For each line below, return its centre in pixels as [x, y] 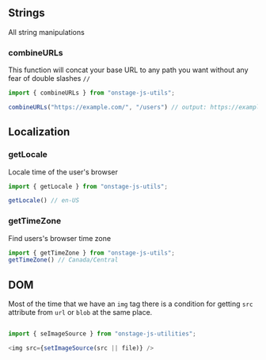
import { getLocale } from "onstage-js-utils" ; [88, 186]
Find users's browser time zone [60, 238]
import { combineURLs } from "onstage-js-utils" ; [92, 93]
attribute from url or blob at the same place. [80, 312]
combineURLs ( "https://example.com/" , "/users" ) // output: [108, 107]
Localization [39, 132]
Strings [27, 13]
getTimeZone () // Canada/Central [63, 260]
